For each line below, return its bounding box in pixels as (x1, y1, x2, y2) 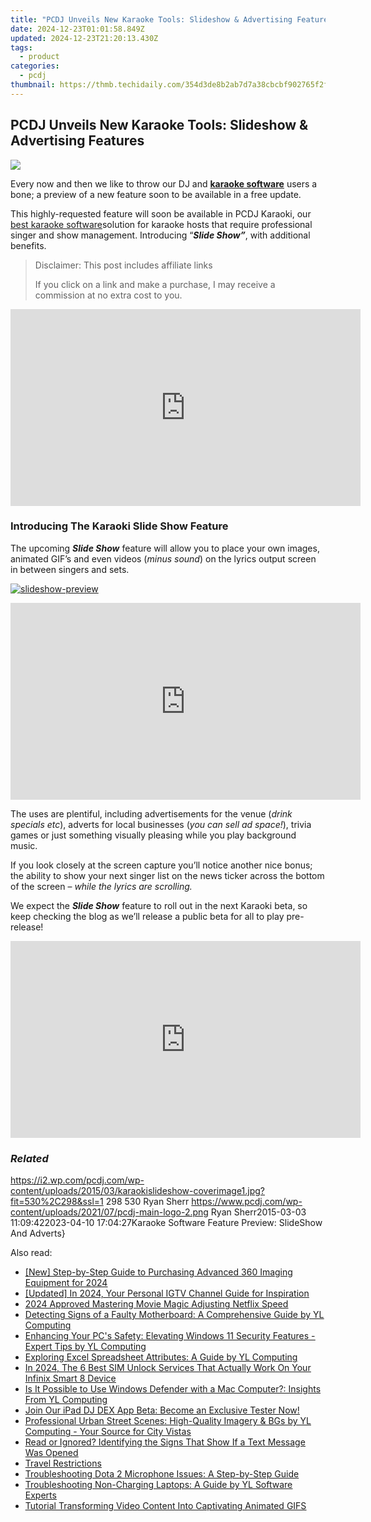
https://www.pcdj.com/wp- (191, 1196, 303, 1208)
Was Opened (24, 1447, 79, 1459)
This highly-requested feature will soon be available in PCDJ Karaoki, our (10, 207, 312, 220)
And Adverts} (10, 1227, 66, 1240)
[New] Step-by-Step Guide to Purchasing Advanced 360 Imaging (24, 1266, 293, 1278)
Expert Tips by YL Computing (24, 1341, 147, 1353)
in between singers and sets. (10, 563, 130, 575)
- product (19, 52, 60, 62)
